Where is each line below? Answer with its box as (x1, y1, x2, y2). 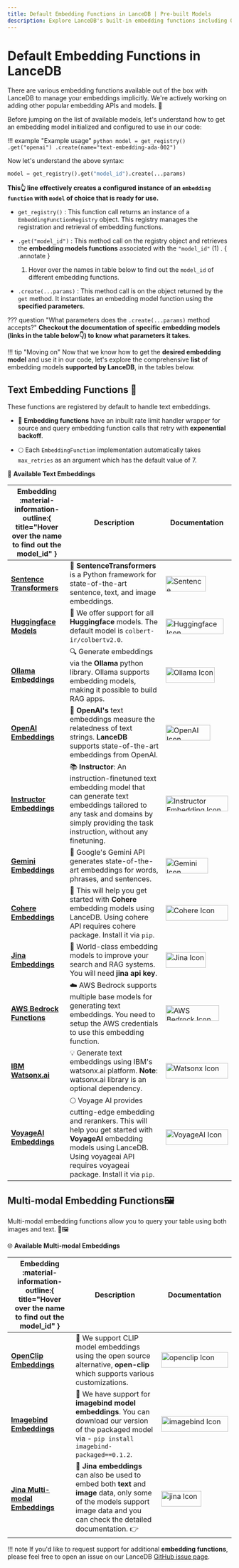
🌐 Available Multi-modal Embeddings (7, 1241, 120, 1250)
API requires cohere (70, 921, 137, 931)
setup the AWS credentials (70, 1019, 159, 1028)
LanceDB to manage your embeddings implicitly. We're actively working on (7, 94, 227, 102)
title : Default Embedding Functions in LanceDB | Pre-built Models (7, 10, 212, 18)
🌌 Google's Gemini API (70, 848, 145, 858)
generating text (70, 1001, 121, 1011)
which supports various (75, 1368, 154, 1378)
